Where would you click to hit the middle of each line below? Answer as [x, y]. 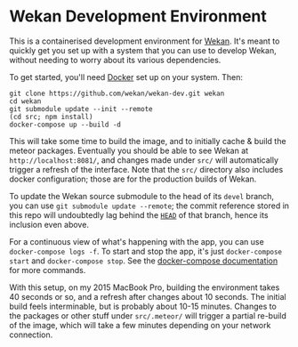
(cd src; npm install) [51, 117]
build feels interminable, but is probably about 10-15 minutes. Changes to [143, 306]
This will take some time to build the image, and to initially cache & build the [148, 141]
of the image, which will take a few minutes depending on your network [140, 325]
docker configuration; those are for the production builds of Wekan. [133, 179]
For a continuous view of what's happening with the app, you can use [137, 241]
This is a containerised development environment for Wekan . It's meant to [145, 41]
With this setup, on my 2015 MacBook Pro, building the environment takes [145, 287]
